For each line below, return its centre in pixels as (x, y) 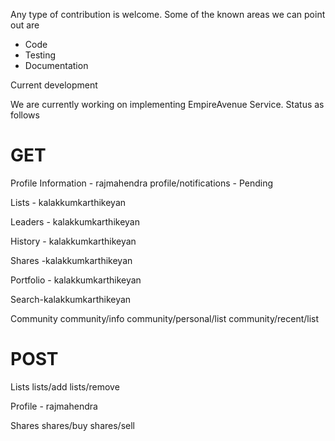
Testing (40, 55)
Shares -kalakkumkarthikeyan (71, 260)
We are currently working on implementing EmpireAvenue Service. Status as (167, 104)
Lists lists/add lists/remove (65, 386)
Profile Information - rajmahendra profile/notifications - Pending (142, 183)
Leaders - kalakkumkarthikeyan (75, 221)
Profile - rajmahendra (54, 406)
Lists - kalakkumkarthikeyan (68, 202)
